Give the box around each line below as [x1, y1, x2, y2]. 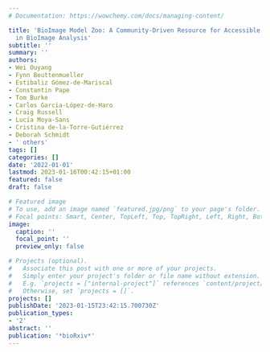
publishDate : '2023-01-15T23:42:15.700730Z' [8, 302, 160, 310]
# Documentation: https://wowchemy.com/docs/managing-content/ [8, 11, 225, 20]
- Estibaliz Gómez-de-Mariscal [8, 78, 113, 87]
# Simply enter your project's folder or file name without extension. [8, 272, 261, 280]
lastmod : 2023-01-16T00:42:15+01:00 [8, 168, 131, 177]
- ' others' [8, 138, 48, 146]
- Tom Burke [8, 93, 48, 101]
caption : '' [15, 227, 56, 235]
